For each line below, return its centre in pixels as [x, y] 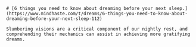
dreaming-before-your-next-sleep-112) [54, 19]
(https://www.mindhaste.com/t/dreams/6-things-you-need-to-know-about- [97, 14]
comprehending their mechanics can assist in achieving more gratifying [98, 34]
